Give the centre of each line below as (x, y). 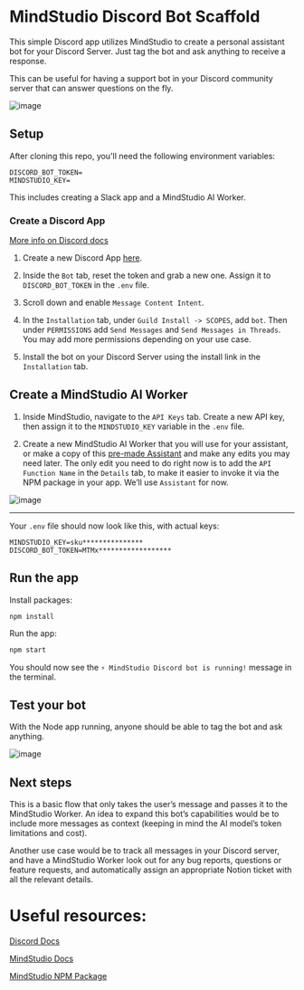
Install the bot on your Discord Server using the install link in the (141, 357)
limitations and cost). (48, 833)
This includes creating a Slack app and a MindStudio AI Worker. (128, 197)
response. (28, 61)
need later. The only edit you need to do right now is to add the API (147, 462)
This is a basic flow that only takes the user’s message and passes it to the (148, 804)
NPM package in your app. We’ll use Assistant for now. (125, 482)
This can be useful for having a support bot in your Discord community (141, 78)
